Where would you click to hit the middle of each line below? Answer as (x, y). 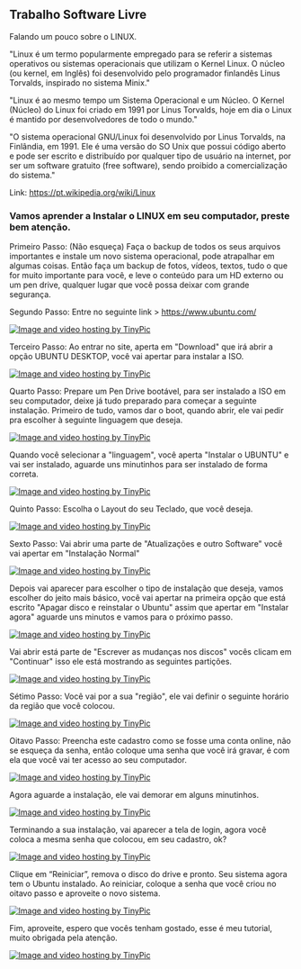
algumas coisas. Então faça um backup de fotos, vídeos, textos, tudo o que (149, 266)
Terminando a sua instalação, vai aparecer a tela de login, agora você (138, 830)
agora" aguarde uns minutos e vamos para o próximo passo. (121, 617)
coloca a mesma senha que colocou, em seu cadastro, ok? (118, 839)
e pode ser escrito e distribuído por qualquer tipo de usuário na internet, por (150, 156)
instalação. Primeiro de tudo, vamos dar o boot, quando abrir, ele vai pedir (147, 411)
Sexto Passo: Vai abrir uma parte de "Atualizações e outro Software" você (146, 544)
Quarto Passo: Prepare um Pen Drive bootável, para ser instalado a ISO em (147, 392)
